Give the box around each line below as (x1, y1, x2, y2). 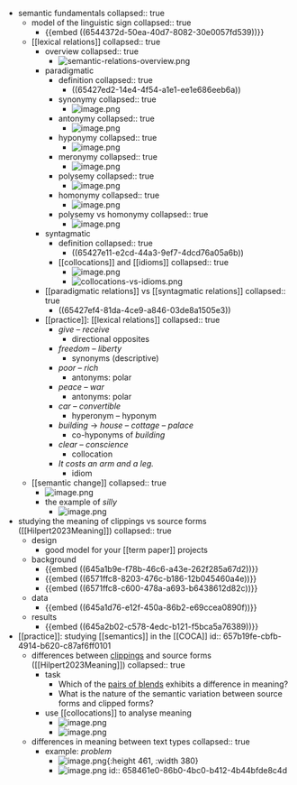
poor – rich (58, 363, 99, 373)
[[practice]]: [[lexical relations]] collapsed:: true (44, 315, 220, 325)
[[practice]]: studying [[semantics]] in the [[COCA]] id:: (17, 631, 221, 642)
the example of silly (44, 496, 118, 507)
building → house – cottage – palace (58, 420, 194, 430)
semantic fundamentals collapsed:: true (17, 8, 165, 18)
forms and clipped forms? (58, 698, 155, 708)
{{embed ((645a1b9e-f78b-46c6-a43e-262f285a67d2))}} (44, 564, 259, 574)
